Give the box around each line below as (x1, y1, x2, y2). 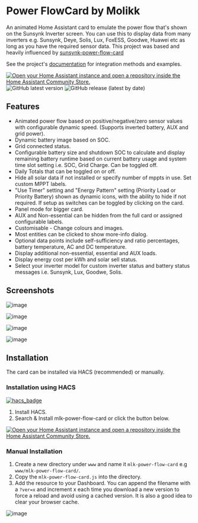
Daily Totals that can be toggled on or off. (14, 168, 116, 175)
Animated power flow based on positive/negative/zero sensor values (14, 117, 183, 124)
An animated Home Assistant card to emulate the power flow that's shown (6, 24, 187, 31)
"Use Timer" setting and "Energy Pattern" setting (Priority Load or (14, 187, 176, 194)
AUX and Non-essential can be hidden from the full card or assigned (14, 211, 183, 219)
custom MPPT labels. (14, 180, 67, 187)
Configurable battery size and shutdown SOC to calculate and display (14, 149, 185, 156)
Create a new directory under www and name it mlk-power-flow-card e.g (14, 460, 188, 467)
